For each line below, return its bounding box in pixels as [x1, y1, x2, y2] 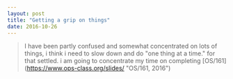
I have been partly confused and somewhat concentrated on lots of [24, 42, 218, 51]
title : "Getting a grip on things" [7, 17, 111, 24]
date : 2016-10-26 [7, 23, 58, 30]
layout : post [7, 10, 45, 17]
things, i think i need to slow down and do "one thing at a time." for [24, 49, 216, 58]
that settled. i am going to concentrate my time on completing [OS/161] [24, 57, 227, 65]
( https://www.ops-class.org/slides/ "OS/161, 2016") [24, 64, 171, 73]
